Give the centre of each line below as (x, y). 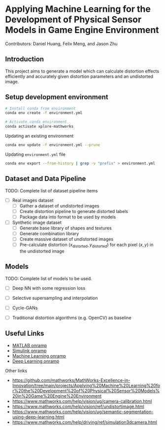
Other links (16, 370)
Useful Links (25, 334)
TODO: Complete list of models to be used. (49, 278)
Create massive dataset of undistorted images (66, 239)
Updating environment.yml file (35, 154)
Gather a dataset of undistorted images (59, 206)
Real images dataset (33, 200)
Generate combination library (49, 233)
